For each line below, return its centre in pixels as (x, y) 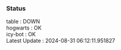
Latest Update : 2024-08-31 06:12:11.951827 (61, 41)
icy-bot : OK (21, 34)
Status (16, 8)
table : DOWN (23, 22)
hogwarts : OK (24, 28)
